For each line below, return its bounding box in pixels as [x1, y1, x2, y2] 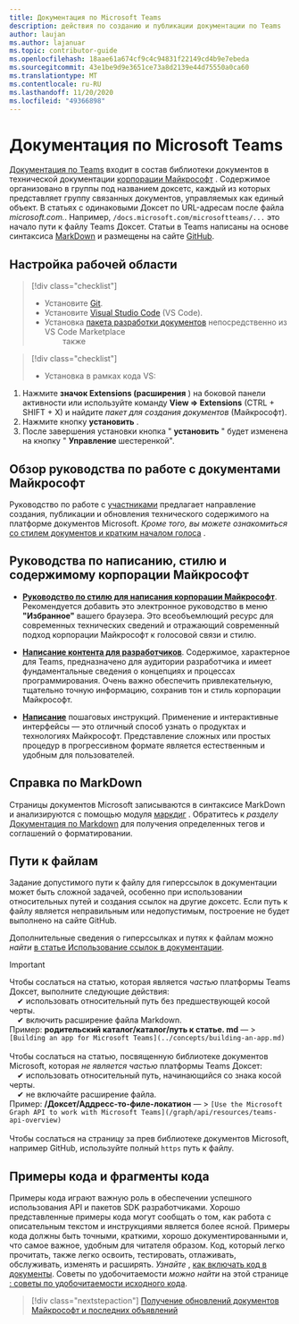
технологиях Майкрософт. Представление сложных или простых [21, 730, 271, 741]
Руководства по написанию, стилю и [9, 554, 228, 569]
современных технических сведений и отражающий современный [21, 619, 279, 631]
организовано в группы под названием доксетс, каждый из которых [9, 183, 270, 194]
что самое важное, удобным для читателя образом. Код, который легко [9, 1240, 286, 1251]
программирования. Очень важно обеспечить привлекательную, [21, 675, 274, 685]
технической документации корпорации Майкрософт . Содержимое [9, 174, 270, 184]
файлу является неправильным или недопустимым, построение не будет [9, 905, 290, 917]
